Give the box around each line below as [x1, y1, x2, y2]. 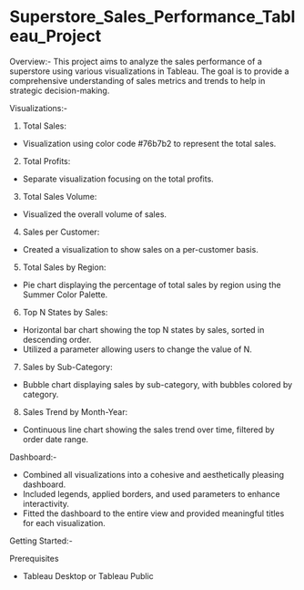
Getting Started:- [9, 535, 73, 546]
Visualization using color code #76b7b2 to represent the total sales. [22, 138, 277, 149]
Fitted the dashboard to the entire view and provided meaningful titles [22, 508, 285, 519]
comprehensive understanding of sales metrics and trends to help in [9, 75, 266, 86]
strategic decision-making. [9, 85, 110, 96]
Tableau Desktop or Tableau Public [22, 570, 155, 581]
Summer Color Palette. [22, 289, 108, 300]
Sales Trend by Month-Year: [22, 406, 128, 417]
